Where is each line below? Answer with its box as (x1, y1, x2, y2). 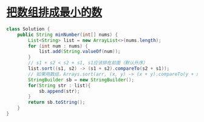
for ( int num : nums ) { (28, 43, 88, 49)
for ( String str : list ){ (28, 83, 91, 89)
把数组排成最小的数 (6, 5, 103, 19)
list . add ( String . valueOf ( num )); (38, 49, 121, 55)
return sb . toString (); (28, 100, 86, 106)
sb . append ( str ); (38, 88, 80, 94)
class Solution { (6, 25, 50, 32)
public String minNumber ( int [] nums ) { (17, 32, 118, 38)
